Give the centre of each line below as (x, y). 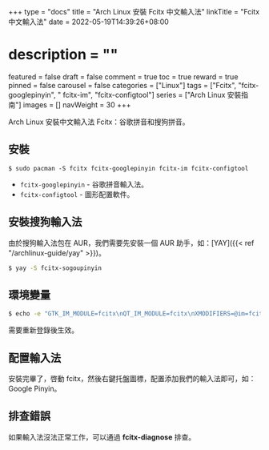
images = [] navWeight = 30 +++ (77, 104)
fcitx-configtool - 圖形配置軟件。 (77, 194)
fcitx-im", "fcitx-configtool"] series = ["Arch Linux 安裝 (152, 94)
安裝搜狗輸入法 (45, 222)
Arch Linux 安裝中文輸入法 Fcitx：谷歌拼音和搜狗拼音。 (99, 122)
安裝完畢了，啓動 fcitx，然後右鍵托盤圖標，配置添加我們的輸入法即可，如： (132, 378)
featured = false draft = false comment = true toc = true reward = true (123, 76)
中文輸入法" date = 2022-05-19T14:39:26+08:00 (89, 22)
